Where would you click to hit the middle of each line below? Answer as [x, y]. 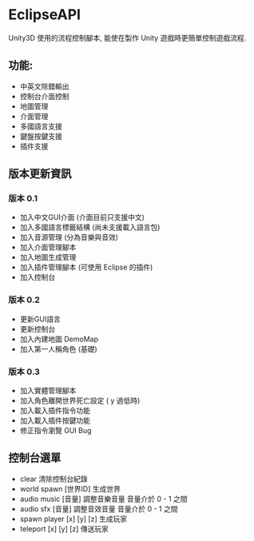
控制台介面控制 [44, 96]
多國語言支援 [41, 126]
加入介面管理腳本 [48, 247]
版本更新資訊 [40, 174]
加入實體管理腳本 [48, 391]
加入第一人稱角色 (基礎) [58, 348]
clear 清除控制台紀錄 [54, 479]
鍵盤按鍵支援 [41, 136]
